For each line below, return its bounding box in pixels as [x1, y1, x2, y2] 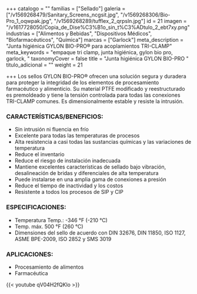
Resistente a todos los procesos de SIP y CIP [14, 189, 123, 196]
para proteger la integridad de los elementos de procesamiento [6, 79, 159, 86]
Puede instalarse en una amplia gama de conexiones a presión [14, 176, 166, 183]
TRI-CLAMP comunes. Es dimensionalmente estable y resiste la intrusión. [6, 98, 184, 105]
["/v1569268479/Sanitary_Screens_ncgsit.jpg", [6, 11, 119, 18]
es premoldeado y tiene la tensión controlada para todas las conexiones [6, 91, 181, 98]
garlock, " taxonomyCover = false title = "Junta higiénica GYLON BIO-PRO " [6, 55, 189, 62]
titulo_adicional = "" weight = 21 [6, 61, 83, 68]
